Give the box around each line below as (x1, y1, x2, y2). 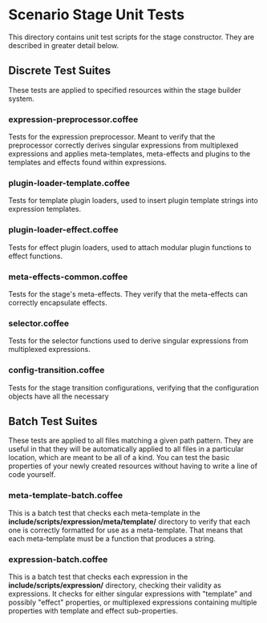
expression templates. (8, 204, 82, 214)
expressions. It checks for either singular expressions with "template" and (8, 589, 253, 598)
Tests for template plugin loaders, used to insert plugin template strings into (8, 196, 258, 205)
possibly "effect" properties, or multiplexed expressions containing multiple (8, 597, 257, 607)
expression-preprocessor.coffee (8, 114, 139, 125)
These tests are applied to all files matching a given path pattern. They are (8, 435, 254, 446)
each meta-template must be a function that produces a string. (8, 533, 216, 543)
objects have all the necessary (8, 391, 110, 401)
